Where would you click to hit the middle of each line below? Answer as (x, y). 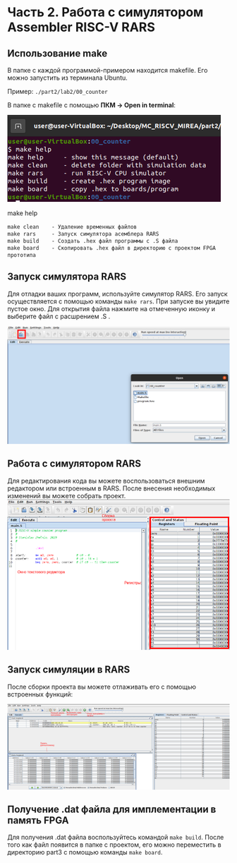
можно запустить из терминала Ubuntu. (68, 78)
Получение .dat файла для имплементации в (112, 809)
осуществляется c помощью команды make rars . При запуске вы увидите (119, 301)
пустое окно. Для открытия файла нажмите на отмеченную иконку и (111, 308)
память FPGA (38, 820)
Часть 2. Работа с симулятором (105, 12)
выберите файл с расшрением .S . (59, 316)
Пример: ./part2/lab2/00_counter (57, 91)
